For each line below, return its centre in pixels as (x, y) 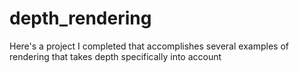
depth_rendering (80, 18)
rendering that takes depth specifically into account (115, 56)
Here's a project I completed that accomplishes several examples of (149, 46)
